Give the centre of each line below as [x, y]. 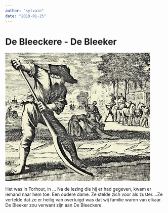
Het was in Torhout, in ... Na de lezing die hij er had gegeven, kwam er [78, 189]
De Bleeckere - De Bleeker [61, 42]
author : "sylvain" [25, 11]
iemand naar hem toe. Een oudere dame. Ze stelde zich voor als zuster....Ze [84, 194]
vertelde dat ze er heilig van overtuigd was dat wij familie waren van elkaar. [83, 200]
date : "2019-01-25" [26, 16]
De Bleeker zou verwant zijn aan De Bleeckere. [54, 205]
